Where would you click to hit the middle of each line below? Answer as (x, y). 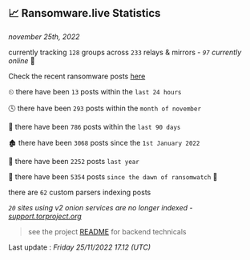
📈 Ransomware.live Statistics (85, 13)
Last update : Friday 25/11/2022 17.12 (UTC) (79, 247)
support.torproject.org (45, 216)
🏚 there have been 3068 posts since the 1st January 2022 (104, 142)
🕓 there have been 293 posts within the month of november (105, 108)
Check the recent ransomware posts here (77, 76)
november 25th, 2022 (44, 36)
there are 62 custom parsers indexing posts (80, 192)
